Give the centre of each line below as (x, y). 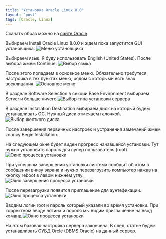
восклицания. (20, 84)
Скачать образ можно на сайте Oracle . (47, 34)
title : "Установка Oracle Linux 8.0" (45, 10)
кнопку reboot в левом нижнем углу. (44, 175)
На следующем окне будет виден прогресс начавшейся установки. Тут (82, 144)
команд (13, 216)
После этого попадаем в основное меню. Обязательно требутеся (76, 73)
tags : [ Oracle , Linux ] (29, 19)
